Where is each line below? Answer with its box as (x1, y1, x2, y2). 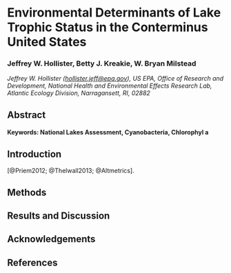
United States (7, 34, 87, 50)
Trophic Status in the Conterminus (7, 19, 208, 35)
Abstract (7, 109, 46, 121)
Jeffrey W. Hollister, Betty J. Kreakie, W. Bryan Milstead (7, 59, 197, 68)
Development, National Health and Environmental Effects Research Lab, (7, 81, 212, 90)
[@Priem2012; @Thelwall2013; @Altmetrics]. (7, 167, 134, 175)
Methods (7, 186, 47, 198)
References (7, 256, 58, 268)
